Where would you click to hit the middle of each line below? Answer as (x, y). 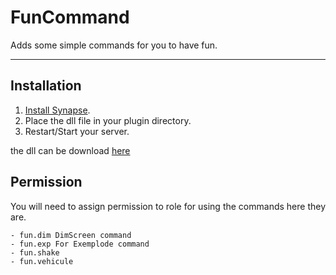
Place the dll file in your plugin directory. (108, 120)
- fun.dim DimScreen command (71, 235)
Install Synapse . (57, 110)
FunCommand (70, 17)
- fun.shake (35, 252)
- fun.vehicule (42, 261)
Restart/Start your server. (77, 131)
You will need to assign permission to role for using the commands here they (168, 206)
